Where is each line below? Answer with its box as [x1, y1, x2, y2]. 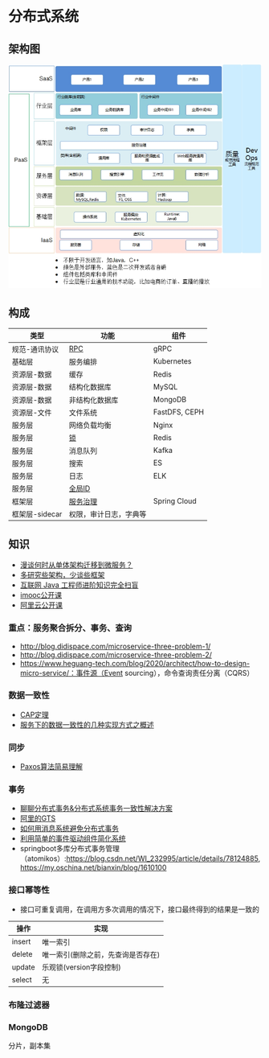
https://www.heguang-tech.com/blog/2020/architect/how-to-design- [19, 658, 251, 668]
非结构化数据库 [68, 395, 119, 405]
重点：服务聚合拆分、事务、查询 [8, 623, 132, 634]
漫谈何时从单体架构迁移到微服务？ [19, 560, 133, 570]
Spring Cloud [153, 496, 197, 506]
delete [11, 949, 33, 959]
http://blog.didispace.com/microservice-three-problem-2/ [19, 649, 213, 660]
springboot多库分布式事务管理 [19, 844, 120, 854]
